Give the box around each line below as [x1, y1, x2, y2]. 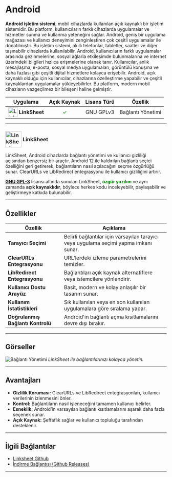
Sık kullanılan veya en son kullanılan [63, 299, 150, 306]
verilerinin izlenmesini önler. [12, 395, 72, 401]
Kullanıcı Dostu [8, 284, 46, 291]
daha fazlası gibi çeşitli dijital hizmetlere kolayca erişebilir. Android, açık [5, 69, 156, 75]
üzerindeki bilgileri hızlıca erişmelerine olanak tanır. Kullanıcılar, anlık [5, 59, 149, 65]
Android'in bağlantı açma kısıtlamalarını [63, 313, 159, 320]
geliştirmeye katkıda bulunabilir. [5, 189, 72, 196]
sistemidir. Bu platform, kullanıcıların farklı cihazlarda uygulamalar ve [5, 26, 149, 32]
